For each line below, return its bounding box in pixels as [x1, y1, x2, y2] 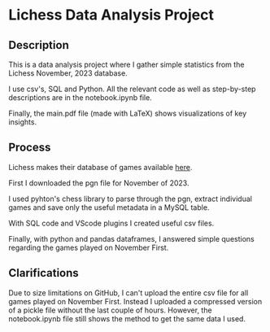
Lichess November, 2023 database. [8, 68, 128, 78]
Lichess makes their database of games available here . [8, 162, 193, 172]
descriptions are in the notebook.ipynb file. [8, 93, 152, 103]
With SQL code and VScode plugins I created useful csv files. [8, 218, 215, 228]
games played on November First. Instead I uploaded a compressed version [8, 296, 263, 306]
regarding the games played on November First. [8, 242, 169, 252]
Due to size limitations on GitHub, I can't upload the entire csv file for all [8, 287, 249, 298]
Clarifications [8, 266, 79, 280]
